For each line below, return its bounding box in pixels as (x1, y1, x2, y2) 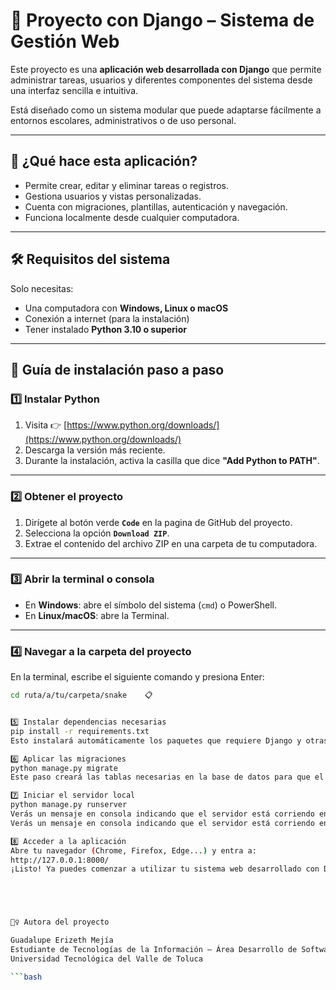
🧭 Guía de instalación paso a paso (10, 361, 225, 378)
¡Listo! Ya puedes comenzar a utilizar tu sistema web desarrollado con (10, 864, 320, 874)
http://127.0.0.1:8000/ (10, 855, 110, 865)
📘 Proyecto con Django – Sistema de (10, 9, 315, 32)
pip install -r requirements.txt (10, 726, 150, 736)
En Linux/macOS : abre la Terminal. (24, 609, 170, 621)
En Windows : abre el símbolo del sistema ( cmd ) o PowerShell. (24, 599, 277, 611)
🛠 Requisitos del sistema (10, 251, 171, 268)
